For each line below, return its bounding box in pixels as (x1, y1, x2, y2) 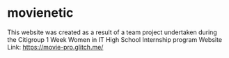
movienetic (7, 5, 74, 21)
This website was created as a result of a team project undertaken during (7, 28, 217, 36)
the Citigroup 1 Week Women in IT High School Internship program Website (7, 35, 223, 43)
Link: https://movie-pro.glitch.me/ (7, 43, 104, 51)
